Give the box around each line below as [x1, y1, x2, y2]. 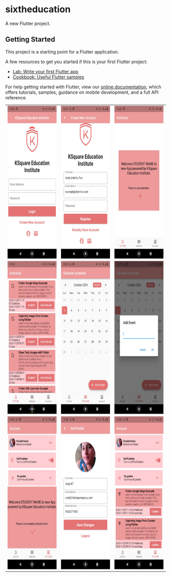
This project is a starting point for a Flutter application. [5, 48, 119, 54]
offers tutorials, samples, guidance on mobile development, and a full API [5, 89, 159, 95]
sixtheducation [5, 4, 71, 15]
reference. [5, 94, 27, 100]
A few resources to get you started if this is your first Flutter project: [5, 59, 148, 65]
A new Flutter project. [5, 20, 51, 26]
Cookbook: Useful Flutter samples [12, 74, 84, 80]
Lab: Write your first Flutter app [12, 68, 79, 74]
